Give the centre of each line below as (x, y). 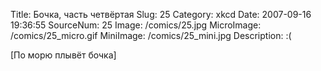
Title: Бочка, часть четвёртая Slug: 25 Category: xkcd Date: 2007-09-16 (161, 14)
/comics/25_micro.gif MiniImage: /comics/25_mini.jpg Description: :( (151, 35)
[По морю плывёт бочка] (63, 55)
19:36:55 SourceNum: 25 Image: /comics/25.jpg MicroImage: (136, 25)
